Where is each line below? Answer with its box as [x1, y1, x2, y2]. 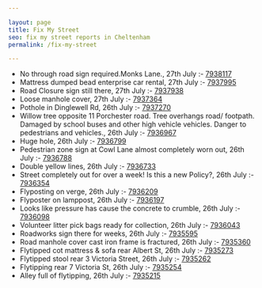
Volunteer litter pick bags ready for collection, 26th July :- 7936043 [19, 221, 241, 230]
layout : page [8, 18, 51, 26]
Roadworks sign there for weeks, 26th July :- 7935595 [19, 229, 199, 238]
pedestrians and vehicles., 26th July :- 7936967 [19, 128, 177, 138]
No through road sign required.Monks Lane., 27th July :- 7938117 [19, 69, 232, 79]
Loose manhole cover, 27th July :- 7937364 [19, 94, 163, 104]
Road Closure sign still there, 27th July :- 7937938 [19, 86, 184, 96]
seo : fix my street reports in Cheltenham [8, 33, 150, 41]
